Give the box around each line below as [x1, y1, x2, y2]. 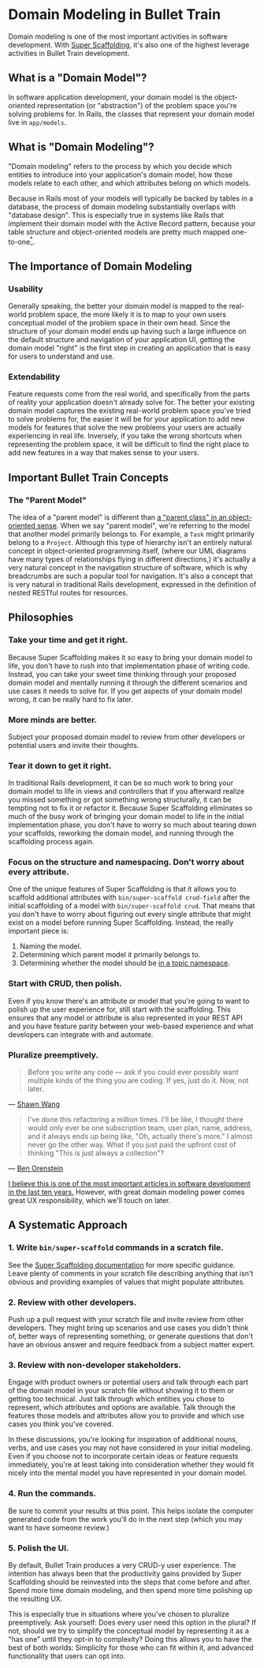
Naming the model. [19, 941, 82, 951]
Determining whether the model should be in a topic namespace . [19, 958, 230, 968]
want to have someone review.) [8, 1523, 110, 1532]
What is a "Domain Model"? [8, 71, 147, 85]
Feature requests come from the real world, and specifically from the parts [8, 389, 251, 399]
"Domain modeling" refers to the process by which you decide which [8, 161, 232, 171]
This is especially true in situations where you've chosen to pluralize [8, 1609, 230, 1618]
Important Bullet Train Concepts [8, 471, 169, 484]
